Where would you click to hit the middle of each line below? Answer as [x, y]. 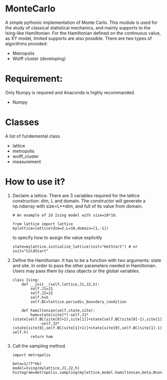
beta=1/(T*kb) [27, 364]
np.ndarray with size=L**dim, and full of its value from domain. [78, 206]
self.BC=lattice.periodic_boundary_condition [79, 302]
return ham [42, 337]
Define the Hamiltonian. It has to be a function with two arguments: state [87, 260]
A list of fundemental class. [33, 136]
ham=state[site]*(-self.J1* [60, 315]
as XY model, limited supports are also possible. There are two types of [79, 38]
